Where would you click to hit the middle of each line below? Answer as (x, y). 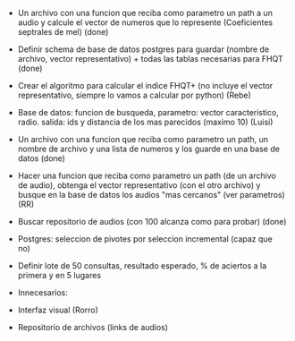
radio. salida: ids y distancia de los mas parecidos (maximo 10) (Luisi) (145, 122)
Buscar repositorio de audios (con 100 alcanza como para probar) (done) (152, 222)
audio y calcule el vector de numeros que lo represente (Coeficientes (145, 22)
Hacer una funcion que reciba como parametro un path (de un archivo (147, 175)
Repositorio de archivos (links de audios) (93, 327)
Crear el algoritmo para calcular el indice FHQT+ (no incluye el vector (145, 85)
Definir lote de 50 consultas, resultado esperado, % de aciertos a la (142, 266)
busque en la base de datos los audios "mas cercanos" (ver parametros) (152, 195)
